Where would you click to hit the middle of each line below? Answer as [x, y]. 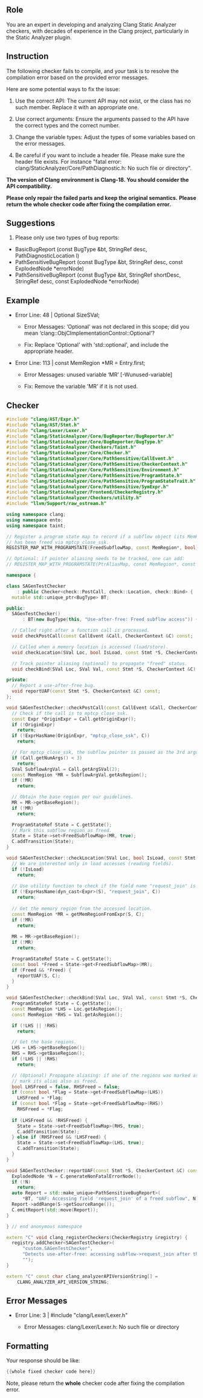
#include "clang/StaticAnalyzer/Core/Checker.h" [69, 453]
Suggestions [31, 223]
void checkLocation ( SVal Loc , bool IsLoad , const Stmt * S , [88, 652]
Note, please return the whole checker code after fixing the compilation [95, 1384]
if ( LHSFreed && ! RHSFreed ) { [50, 1120]
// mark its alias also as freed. [55, 1081]
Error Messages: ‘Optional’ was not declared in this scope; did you [107, 327]
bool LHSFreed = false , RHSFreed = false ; [66, 1087]
